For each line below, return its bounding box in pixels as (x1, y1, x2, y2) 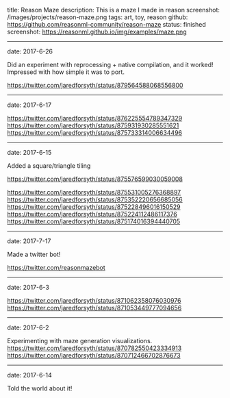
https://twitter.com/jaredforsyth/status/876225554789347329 (7, 114, 183, 122)
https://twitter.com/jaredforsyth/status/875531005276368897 (7, 188, 181, 196)
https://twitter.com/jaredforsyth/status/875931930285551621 (7, 121, 179, 129)
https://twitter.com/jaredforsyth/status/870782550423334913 (7, 344, 182, 352)
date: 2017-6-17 (7, 101, 52, 109)
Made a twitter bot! (7, 250, 61, 258)
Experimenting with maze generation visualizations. (7, 337, 153, 345)
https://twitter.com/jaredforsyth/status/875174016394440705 (7, 217, 181, 225)
